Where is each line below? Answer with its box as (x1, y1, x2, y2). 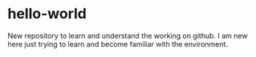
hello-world (7, 5, 87, 23)
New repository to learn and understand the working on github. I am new (7, 31, 248, 40)
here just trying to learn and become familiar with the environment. (7, 39, 228, 48)
